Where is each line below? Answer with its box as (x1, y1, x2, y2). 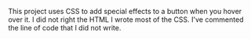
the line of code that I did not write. (8, 23, 122, 32)
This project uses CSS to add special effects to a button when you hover (8, 7, 242, 16)
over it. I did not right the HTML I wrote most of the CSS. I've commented (8, 15, 244, 24)
